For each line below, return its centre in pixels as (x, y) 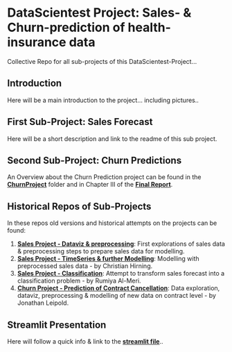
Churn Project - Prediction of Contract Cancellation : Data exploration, (118, 288)
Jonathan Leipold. (43, 303)
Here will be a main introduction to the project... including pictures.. (103, 100)
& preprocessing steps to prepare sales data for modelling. (101, 251)
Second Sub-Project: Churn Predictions (95, 160)
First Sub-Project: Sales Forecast (80, 122)
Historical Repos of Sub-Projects (79, 206)
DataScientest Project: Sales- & (99, 13)
